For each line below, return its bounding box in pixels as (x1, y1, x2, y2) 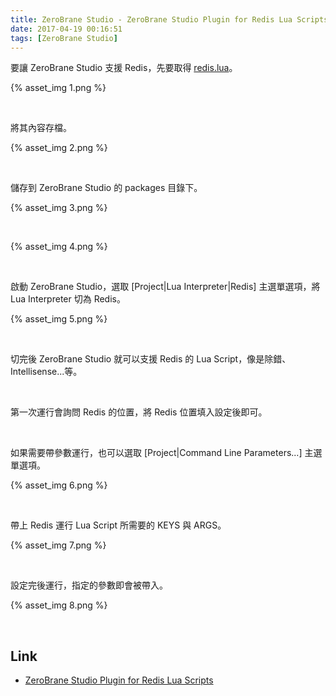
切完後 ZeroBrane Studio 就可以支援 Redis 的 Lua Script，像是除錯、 (10, 353, 292, 365)
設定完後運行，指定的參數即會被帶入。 (10, 579, 168, 591)
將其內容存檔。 (10, 122, 72, 134)
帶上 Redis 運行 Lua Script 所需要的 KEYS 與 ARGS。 (10, 519, 227, 531)
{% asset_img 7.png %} (10, 539, 107, 551)
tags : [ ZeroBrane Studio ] (10, 33, 118, 43)
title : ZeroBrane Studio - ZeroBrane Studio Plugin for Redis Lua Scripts (10, 14, 329, 25)
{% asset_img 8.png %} (10, 599, 108, 611)
